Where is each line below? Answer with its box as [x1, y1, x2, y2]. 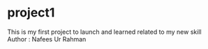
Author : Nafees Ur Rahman [7, 35, 87, 43]
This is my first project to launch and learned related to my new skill [7, 28, 202, 36]
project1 [7, 5, 55, 21]
